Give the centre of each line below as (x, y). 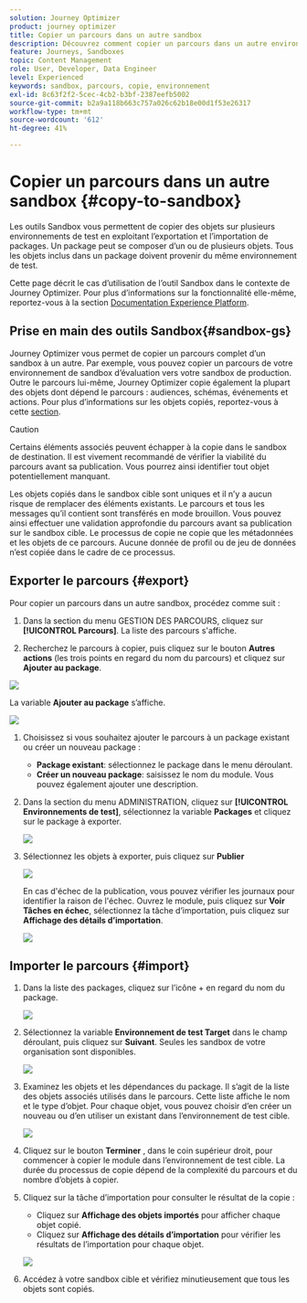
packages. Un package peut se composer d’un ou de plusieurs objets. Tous (152, 246)
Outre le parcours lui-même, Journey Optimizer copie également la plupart (150, 382)
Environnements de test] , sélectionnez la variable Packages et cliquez (157, 811)
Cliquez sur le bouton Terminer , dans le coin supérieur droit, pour (148, 1151)
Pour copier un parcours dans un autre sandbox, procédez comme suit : (145, 603)
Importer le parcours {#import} (100, 966)
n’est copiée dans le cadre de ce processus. (93, 552)
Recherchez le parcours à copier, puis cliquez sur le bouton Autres (149, 648)
